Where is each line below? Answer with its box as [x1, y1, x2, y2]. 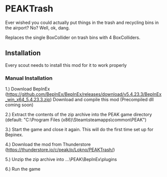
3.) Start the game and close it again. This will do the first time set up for [5, 127, 154, 133]
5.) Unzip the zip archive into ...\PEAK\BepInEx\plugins [5, 157, 117, 163]
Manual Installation [5, 74, 53, 81]
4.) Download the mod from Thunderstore [5, 142, 91, 148]
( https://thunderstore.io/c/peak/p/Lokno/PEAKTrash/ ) [5, 147, 115, 153]
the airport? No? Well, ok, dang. [5, 24, 70, 30]
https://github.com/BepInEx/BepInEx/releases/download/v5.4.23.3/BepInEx [6, 91, 162, 97]
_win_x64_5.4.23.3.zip [5, 97, 51, 103]
